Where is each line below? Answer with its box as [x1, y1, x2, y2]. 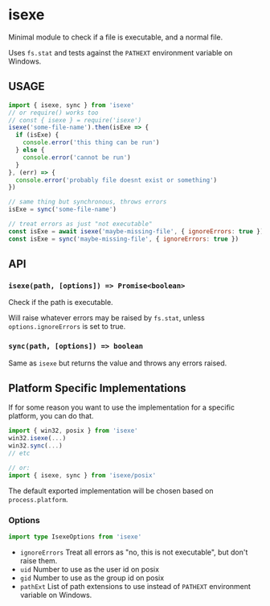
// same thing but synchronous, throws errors [8, 198, 167, 206]
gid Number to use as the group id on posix [19, 573, 165, 583]
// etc [8, 449, 31, 458]
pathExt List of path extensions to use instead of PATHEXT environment [19, 581, 252, 591]
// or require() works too [8, 109, 99, 117]
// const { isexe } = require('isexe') [8, 116, 142, 124]
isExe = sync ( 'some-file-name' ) [8, 205, 117, 214]
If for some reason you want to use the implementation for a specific [8, 402, 235, 412]
